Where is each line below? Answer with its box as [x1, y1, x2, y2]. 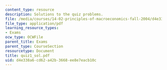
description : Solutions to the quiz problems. [5, 12, 103, 17]
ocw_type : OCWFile [5, 35, 43, 40]
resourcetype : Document [5, 48, 55, 53]
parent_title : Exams [5, 39, 48, 44]
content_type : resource [5, 7, 55, 12]
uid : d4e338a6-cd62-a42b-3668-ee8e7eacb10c [5, 58, 97, 63]
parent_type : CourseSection [5, 44, 64, 49]
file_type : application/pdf [5, 21, 64, 26]
